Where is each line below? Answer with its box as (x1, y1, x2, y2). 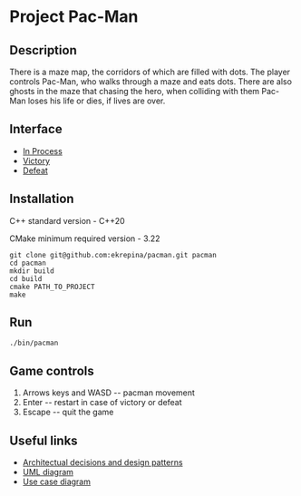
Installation (9, 191, 74, 207)
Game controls (9, 363, 94, 378)
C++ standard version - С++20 (9, 215, 125, 226)
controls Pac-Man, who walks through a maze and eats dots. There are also (9, 76, 293, 87)
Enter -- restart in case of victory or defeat (22, 397, 183, 408)
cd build (9, 274, 43, 283)
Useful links (9, 433, 79, 448)
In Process (22, 145, 63, 156)
